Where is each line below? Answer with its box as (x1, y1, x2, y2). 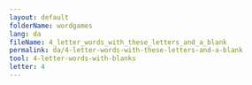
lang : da (9, 29, 42, 38)
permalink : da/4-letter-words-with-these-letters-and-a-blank (9, 46, 243, 55)
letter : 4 (9, 63, 46, 72)
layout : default (9, 12, 69, 22)
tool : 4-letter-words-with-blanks (9, 54, 137, 63)
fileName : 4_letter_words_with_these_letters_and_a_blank (9, 37, 227, 47)
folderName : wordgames (9, 21, 93, 30)
